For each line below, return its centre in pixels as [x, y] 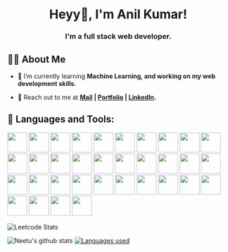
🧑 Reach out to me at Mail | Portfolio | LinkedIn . [87, 97]
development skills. [47, 83]
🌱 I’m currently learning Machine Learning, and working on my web [116, 76]
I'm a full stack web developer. [118, 37]
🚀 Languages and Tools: [61, 119]
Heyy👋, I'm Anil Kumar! [118, 14]
